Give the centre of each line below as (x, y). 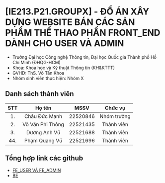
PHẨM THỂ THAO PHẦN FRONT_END (83, 33)
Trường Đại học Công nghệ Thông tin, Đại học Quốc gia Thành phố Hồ (84, 57)
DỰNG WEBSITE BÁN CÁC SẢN (70, 22)
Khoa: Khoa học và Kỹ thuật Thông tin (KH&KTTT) (64, 68)
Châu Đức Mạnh (43, 116)
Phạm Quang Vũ (43, 140)
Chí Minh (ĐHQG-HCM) (36, 62)
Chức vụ (115, 108)
